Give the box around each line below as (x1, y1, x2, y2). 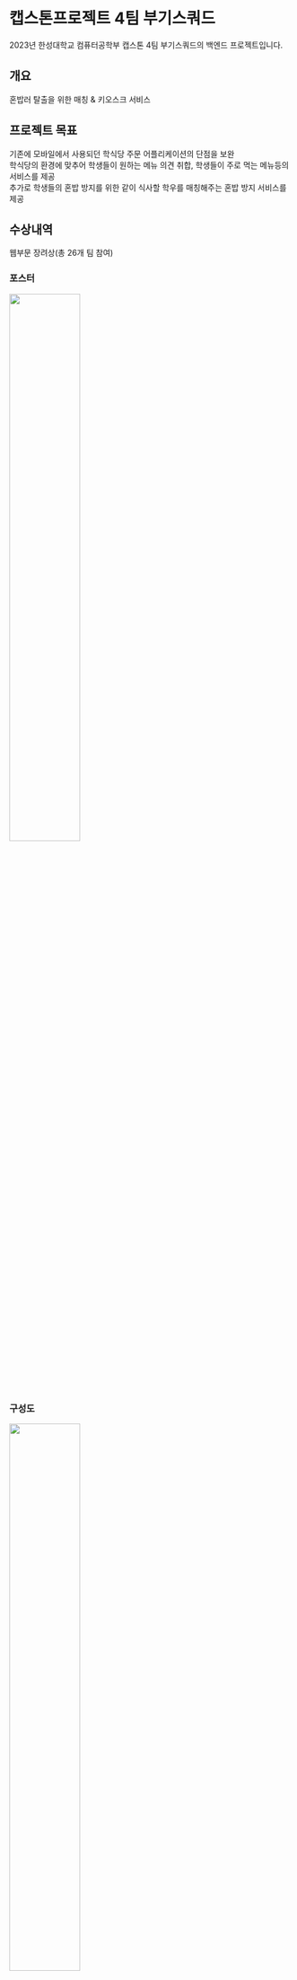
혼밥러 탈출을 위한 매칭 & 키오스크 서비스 (9, 93, 151, 104)
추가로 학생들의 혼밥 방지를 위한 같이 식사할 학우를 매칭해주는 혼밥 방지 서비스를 (9, 181, 287, 193)
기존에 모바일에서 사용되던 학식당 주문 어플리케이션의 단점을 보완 (9, 148, 235, 159)
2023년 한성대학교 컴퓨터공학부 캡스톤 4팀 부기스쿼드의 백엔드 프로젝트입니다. (9, 40, 284, 50)
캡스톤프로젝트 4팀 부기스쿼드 (9, 8, 216, 29)
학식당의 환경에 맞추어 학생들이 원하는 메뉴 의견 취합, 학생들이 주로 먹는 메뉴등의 (9, 159, 290, 171)
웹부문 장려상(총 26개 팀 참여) (9, 248, 114, 259)
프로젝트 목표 (9, 123, 78, 138)
